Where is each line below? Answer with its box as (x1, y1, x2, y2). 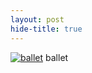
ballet (45, 51, 69, 63)
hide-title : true (10, 24, 83, 34)
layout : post (10, 14, 65, 25)
